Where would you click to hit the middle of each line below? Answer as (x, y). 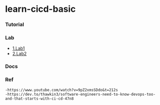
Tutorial (15, 25)
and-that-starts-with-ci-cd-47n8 (40, 99)
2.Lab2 (20, 54)
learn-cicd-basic (40, 9)
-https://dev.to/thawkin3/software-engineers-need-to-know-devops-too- (80, 94)
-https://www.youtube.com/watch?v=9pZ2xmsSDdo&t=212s (62, 90)
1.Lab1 (19, 48)
